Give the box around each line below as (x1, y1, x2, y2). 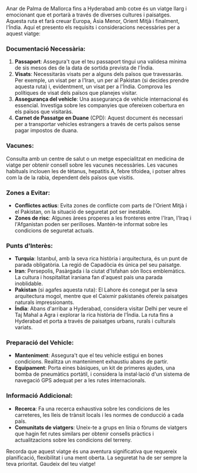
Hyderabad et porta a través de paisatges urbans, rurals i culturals (14, 317, 176, 325)
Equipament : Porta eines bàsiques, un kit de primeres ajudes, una (14, 365, 175, 372)
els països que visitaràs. (14, 108, 74, 115)
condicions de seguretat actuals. (14, 227, 94, 234)
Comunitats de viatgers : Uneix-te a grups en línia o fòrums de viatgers (14, 424, 188, 431)
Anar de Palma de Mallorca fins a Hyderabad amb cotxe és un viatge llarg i (6, 5, 187, 12)
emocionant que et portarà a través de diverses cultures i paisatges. (6, 11, 172, 18)
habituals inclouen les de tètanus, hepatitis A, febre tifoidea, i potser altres (6, 167, 186, 174)
